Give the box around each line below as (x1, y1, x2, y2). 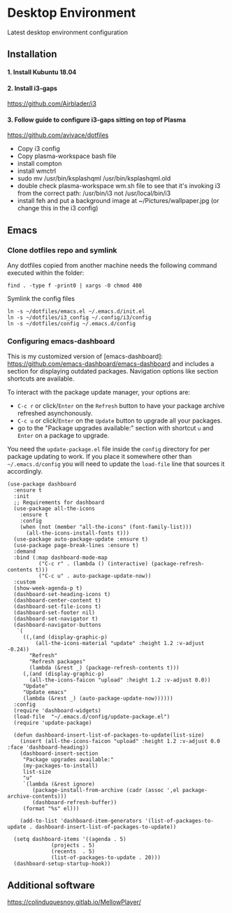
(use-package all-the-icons (13, 505, 96, 512)
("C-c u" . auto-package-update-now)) (38, 572, 152, 580)
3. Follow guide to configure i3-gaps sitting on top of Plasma (7, 115, 187, 124)
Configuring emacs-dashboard (7, 336, 115, 346)
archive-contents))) (7, 793, 68, 800)
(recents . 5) (51, 848, 96, 855)
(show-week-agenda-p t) (13, 585, 82, 592)
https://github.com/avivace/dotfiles (7, 131, 109, 139)
